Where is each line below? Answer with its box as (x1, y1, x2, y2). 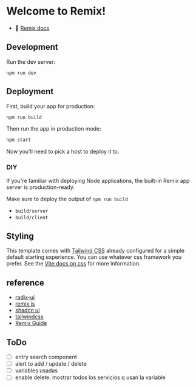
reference (6, 278, 44, 288)
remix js (15, 300, 35, 307)
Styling (6, 231, 35, 241)
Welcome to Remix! (6, 4, 106, 18)
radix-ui (15, 293, 35, 301)
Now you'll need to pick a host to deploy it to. (6, 148, 120, 156)
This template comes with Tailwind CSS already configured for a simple (6, 247, 185, 255)
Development (6, 42, 59, 52)
